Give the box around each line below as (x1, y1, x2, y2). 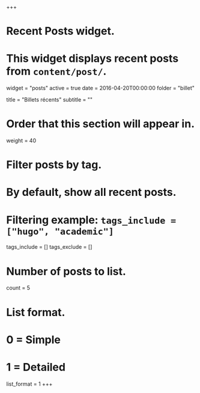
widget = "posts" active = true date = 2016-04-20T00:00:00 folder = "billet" (6, 85, 195, 92)
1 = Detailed (6, 360, 66, 374)
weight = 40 (6, 137, 37, 144)
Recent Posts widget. (6, 25, 115, 38)
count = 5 (6, 284, 30, 291)
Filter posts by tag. (6, 158, 102, 172)
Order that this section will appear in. (6, 117, 195, 131)
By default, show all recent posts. (6, 186, 177, 199)
